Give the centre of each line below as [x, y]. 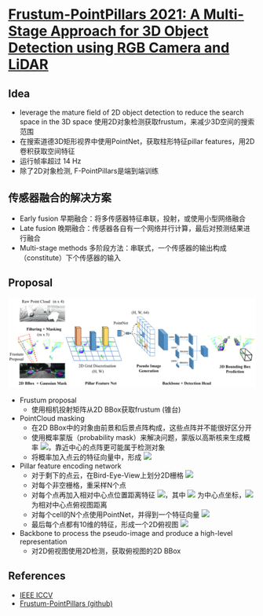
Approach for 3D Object [130, 31]
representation [43, 541]
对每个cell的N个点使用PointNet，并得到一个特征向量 [115, 514]
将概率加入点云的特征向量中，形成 [86, 456]
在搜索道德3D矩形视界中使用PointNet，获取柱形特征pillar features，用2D [137, 141]
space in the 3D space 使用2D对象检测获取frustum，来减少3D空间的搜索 [137, 122]
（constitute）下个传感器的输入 [70, 258]
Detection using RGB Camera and [119, 48]
